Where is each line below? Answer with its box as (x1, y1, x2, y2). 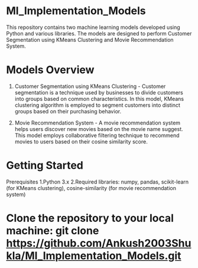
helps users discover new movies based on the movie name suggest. (14, 125, 183, 132)
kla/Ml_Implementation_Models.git (6, 249, 181, 262)
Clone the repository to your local (6, 211, 174, 225)
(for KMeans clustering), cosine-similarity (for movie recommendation (6, 184, 176, 191)
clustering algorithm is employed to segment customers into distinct (14, 102, 180, 109)
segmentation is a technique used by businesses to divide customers (14, 89, 183, 96)
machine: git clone (6, 224, 99, 237)
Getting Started (6, 159, 84, 172)
